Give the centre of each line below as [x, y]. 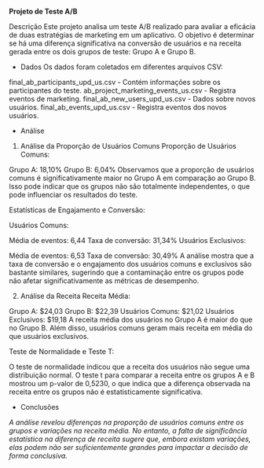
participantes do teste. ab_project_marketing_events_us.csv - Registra [123, 90]
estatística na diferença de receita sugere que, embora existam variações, [130, 439]
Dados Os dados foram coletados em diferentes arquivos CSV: [121, 67]
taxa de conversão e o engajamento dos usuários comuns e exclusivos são [130, 264]
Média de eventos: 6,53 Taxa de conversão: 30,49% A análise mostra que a [132, 256]
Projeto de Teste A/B [43, 11]
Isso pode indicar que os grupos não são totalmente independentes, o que [130, 186]
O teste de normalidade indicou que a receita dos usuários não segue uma [130, 367]
